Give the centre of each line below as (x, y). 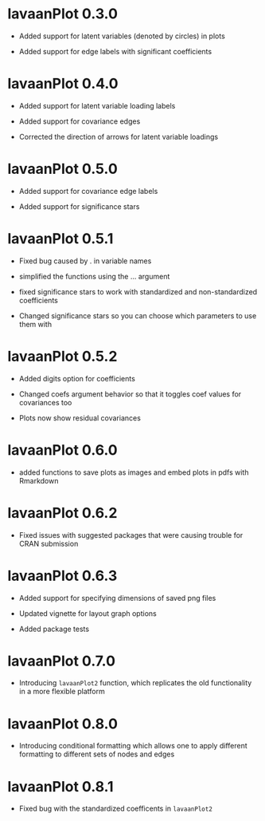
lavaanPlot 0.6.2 (62, 513)
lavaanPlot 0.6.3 (62, 576)
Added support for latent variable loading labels (97, 105)
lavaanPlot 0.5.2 (62, 356)
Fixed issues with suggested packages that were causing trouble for (131, 535)
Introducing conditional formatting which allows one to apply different (133, 746)
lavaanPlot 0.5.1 (60, 239)
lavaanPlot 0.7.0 (62, 661)
